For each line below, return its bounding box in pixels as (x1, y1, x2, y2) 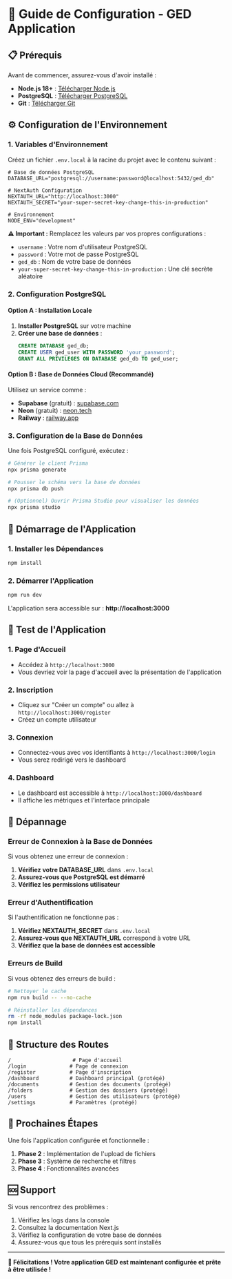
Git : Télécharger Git (17, 99, 76, 107)
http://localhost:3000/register (17, 709, 111, 716)
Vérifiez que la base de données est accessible (17, 941, 156, 950)
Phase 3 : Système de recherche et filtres (17, 1157, 136, 1165)
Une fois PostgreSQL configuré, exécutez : (8, 446, 129, 454)
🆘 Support (8, 1184, 56, 1196)
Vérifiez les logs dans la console (17, 1215, 109, 1224)
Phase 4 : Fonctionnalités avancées (17, 1164, 119, 1173)
